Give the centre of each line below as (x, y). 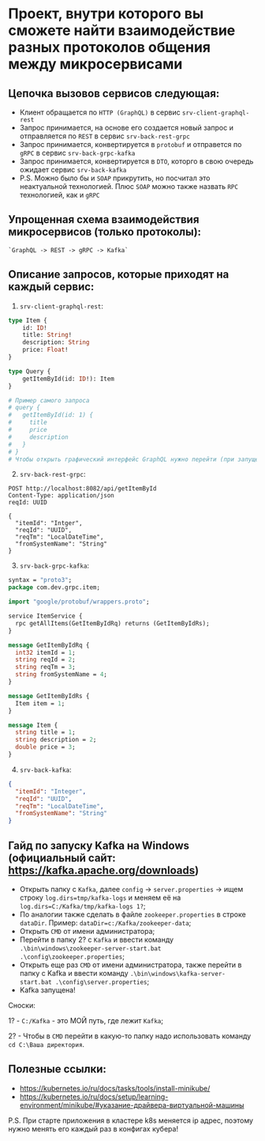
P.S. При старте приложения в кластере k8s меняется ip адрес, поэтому (131, 1120)
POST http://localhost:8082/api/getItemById (82, 489)
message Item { (33, 725)
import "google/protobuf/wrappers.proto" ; (79, 602)
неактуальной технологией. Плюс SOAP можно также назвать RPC (129, 186)
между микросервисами (95, 64)
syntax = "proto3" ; (40, 580)
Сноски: (22, 1005)
